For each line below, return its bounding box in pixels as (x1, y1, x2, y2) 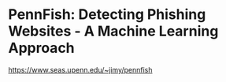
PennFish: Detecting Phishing (8, 6, 206, 24)
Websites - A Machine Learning (8, 22, 219, 40)
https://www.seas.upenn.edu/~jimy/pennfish (8, 65, 153, 74)
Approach (8, 39, 75, 57)
